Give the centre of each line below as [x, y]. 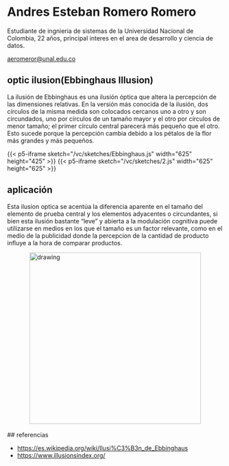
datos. [16, 45]
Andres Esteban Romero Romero [102, 12]
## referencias [28, 434]
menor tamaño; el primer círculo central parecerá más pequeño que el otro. [113, 126]
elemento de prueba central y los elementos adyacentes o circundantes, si [112, 214]
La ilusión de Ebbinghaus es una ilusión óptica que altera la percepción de [112, 97]
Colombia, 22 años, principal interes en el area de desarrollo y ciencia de [110, 38]
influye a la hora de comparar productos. [65, 243]
